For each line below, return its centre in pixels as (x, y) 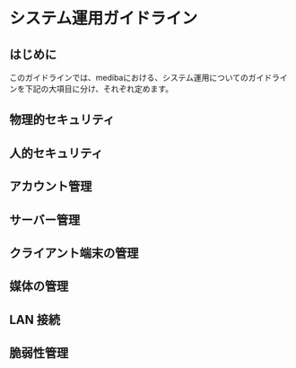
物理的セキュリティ (62, 120)
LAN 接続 (35, 320)
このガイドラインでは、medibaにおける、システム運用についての (129, 78)
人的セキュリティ (56, 153)
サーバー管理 (45, 219)
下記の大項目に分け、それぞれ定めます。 (99, 89)
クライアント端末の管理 (74, 253)
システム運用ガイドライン (104, 18)
